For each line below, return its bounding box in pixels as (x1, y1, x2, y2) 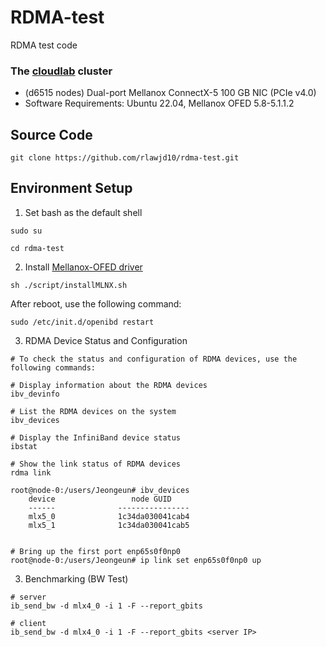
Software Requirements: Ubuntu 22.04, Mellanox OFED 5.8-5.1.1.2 (24, 97, 295, 110)
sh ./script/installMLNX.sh (10, 280, 128, 290)
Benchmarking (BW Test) (24, 572, 129, 585)
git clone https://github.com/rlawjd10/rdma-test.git (10, 153, 240, 163)
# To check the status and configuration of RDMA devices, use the (10, 354, 298, 364)
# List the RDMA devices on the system (10, 406, 177, 416)
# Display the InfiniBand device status (10, 432, 182, 443)
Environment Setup (10, 180, 133, 197)
